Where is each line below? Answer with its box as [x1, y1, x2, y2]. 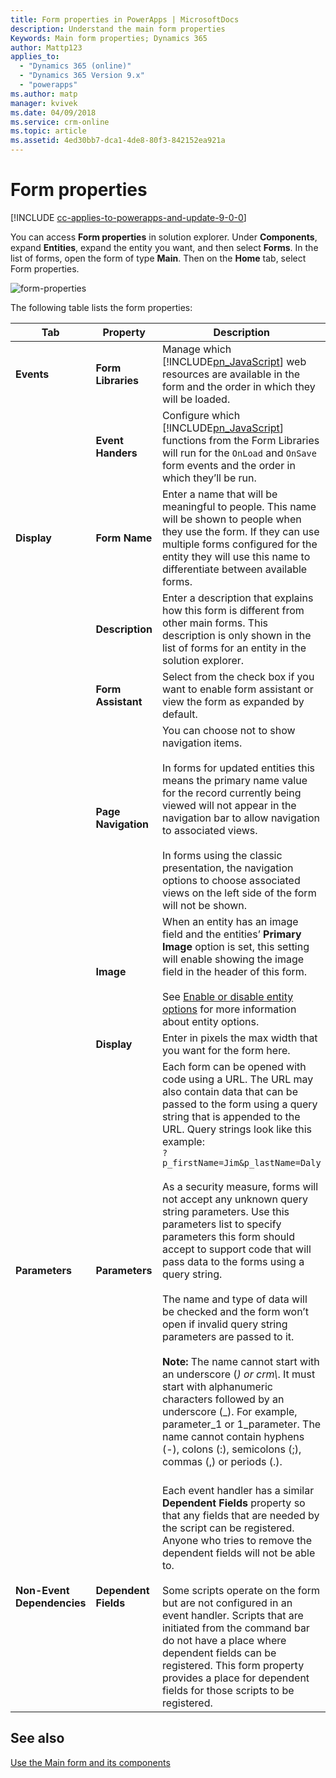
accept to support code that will [161, 1242, 312, 1256]
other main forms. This [161, 616, 268, 630]
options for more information [161, 1002, 297, 1016]
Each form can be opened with [161, 1059, 307, 1073]
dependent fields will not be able [161, 1546, 316, 1560]
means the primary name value [161, 773, 308, 787]
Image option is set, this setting [161, 939, 310, 953]
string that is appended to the [161, 1109, 301, 1123]
